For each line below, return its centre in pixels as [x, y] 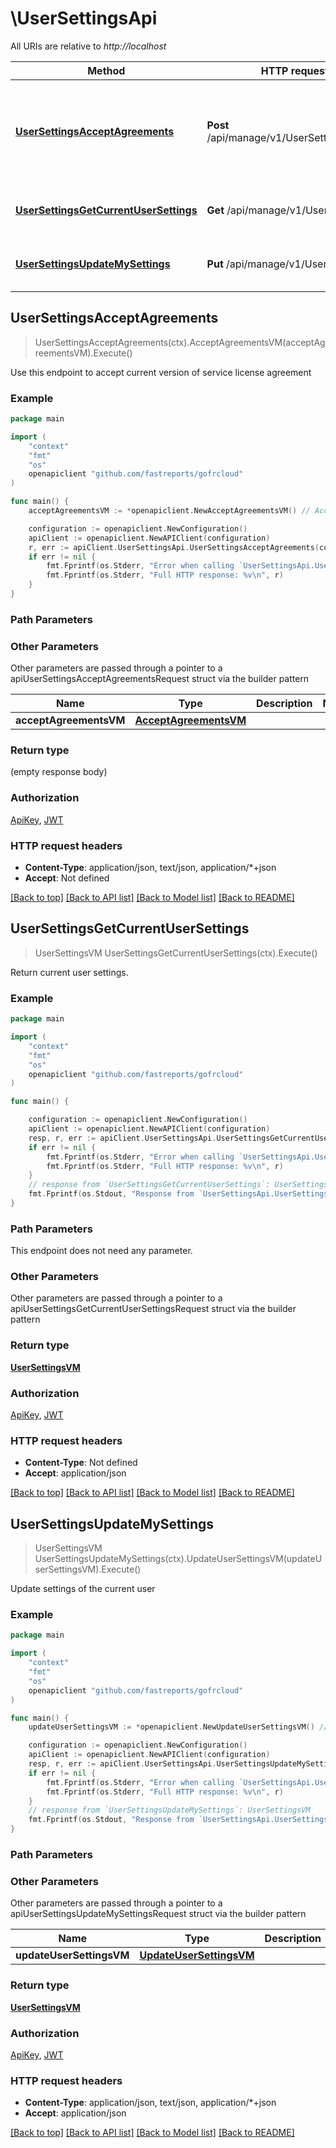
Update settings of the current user [83, 1589]
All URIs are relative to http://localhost [88, 46]
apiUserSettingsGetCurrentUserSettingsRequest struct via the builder [153, 1309]
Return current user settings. [69, 972]
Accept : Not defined [67, 878]
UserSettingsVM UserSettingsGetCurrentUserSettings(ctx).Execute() [176, 953]
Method [106, 70]
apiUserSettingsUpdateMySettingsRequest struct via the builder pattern [158, 1914]
